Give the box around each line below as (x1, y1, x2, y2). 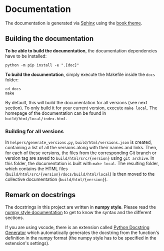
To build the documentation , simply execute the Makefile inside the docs (5, 71, 155, 77)
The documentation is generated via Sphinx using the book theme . (5, 20, 142, 26)
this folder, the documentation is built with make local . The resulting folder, (5, 161, 159, 167)
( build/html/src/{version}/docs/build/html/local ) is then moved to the (5, 171, 155, 177)
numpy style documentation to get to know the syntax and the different (5, 209, 151, 215)
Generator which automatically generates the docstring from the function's (5, 230, 159, 236)
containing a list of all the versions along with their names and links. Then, (5, 145, 157, 151)
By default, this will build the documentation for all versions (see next (5, 99, 147, 105)
